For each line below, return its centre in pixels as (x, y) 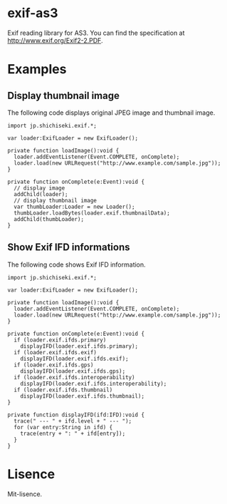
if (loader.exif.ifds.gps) (54, 365)
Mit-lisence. (25, 494)
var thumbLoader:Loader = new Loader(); (74, 207)
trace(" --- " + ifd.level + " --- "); (73, 421)
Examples (37, 70)
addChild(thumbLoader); (49, 219)
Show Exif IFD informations (69, 247)
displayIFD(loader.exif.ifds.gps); (73, 371)
